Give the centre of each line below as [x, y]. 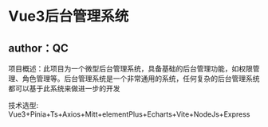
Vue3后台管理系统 [69, 16]
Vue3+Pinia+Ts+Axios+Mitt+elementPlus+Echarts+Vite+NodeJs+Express [129, 114]
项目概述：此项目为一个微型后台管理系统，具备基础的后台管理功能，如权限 [130, 69]
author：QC [39, 48]
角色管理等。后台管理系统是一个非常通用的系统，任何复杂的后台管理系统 [141, 79]
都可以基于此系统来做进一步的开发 [64, 89]
